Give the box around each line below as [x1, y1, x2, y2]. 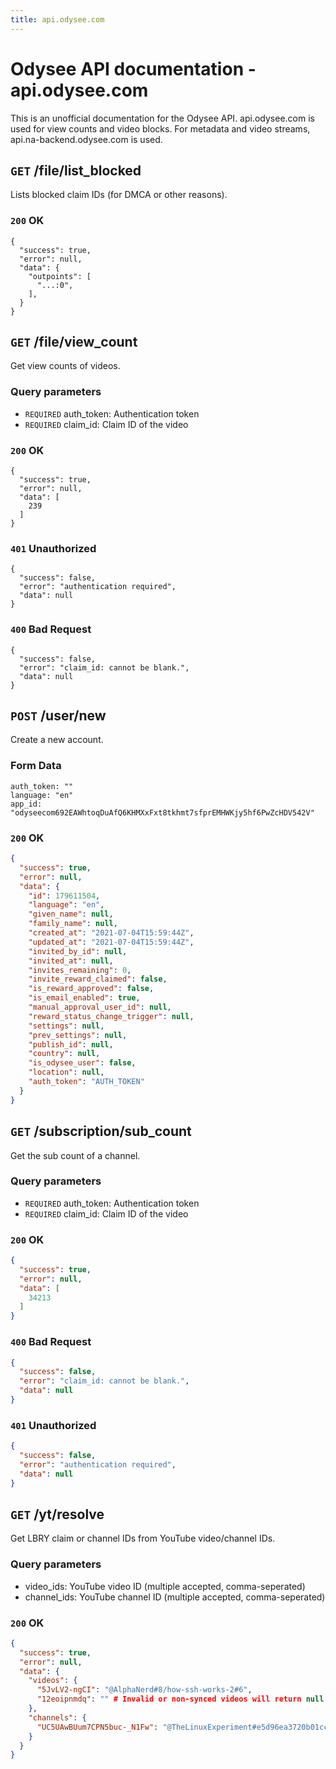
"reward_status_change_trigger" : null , [28, 1011, 195, 1021]
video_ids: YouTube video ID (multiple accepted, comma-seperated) [24, 1580, 306, 1592]
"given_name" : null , [28, 909, 114, 920]
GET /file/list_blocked [10, 162, 142, 179]
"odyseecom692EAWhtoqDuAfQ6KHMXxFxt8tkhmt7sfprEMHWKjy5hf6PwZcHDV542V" [10, 807, 315, 818]
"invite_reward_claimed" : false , [28, 974, 168, 985]
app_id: [10, 799, 43, 809]
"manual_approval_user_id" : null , [28, 1002, 172, 1013]
